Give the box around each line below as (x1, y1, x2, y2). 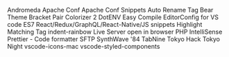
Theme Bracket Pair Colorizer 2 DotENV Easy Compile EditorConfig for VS (7, 13, 219, 21)
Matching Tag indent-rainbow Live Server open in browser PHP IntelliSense (7, 27, 223, 36)
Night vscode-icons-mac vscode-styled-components (7, 43, 160, 50)
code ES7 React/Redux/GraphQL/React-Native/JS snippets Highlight (7, 21, 203, 28)
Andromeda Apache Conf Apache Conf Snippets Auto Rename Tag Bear (7, 6, 214, 14)
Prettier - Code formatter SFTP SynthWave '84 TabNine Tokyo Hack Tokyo (7, 35, 221, 43)
